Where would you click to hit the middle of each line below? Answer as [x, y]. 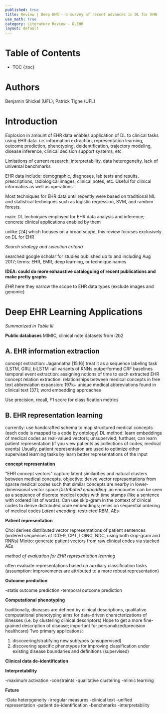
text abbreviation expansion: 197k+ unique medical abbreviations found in [81, 385]
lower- [142, 484]
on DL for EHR [20, 237]
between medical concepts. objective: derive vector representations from [81, 479]
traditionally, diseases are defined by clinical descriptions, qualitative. [77, 609]
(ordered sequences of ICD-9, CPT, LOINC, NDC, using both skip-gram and [83, 535]
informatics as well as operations [39, 186]
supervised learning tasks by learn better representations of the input [77, 454]
